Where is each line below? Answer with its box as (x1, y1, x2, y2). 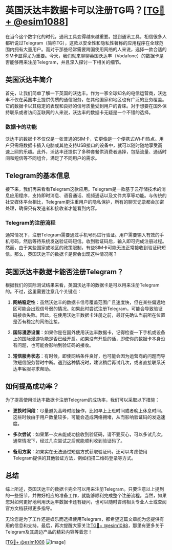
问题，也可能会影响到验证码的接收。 (17, 342, 94, 348)
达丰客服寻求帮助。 (12, 365, 54, 371)
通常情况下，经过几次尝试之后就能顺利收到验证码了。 (12, 437, 125, 444)
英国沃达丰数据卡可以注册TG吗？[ (5, 5, 147, 16)
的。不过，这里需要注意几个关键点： (5, 288, 82, 294)
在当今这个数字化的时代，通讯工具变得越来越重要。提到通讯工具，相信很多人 (5, 33, 167, 39)
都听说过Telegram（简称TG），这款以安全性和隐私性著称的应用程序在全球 (5, 39, 159, 46)
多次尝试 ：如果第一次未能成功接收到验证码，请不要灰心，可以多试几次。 (12, 431, 165, 437)
